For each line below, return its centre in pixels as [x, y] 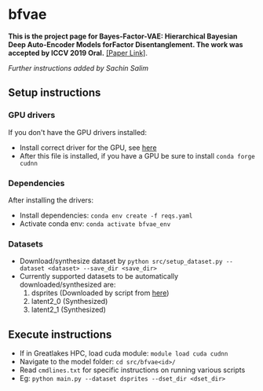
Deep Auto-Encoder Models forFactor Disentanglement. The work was [126, 44]
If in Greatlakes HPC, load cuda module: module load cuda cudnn [124, 353]
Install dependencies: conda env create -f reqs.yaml [106, 215]
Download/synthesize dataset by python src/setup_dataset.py [121, 261]
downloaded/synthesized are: [68, 285]
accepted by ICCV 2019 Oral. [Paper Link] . [78, 53]
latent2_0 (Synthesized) [69, 301]
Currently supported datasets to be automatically [99, 276]
